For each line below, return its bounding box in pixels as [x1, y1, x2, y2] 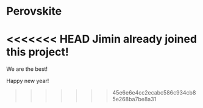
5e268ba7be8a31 [112, 96, 157, 103]
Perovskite [6, 4, 62, 18]
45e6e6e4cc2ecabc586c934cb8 [112, 89, 196, 96]
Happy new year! [6, 77, 49, 85]
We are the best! [6, 65, 48, 73]
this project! [6, 45, 69, 59]
